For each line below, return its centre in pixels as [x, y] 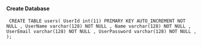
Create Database [28, 8]
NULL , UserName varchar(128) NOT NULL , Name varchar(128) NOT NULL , [99, 26]
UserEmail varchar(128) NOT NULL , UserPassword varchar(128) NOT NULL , [102, 32]
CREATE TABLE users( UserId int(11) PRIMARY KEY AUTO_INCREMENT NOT [97, 21]
